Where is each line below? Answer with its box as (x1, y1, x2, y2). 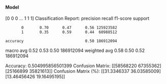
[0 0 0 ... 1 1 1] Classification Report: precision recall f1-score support (5, 15, 150, 21)
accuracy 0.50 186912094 (5, 39, 117, 44)
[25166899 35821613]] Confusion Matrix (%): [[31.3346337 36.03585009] (5, 68, 161, 74)
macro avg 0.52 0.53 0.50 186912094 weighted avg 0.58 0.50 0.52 (5, 47, 145, 53)
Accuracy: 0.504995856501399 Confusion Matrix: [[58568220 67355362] (5, 63, 161, 69)
